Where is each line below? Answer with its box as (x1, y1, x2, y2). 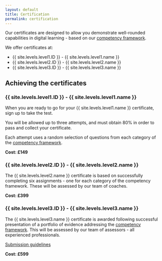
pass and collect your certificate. (5, 125, 72, 131)
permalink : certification (5, 16, 58, 21)
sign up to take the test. (5, 110, 53, 116)
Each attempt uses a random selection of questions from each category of (5, 134, 156, 140)
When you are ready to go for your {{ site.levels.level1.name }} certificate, (5, 105, 154, 111)
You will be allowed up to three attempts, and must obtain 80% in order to (5, 120, 155, 126)
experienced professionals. (5, 232, 61, 238)
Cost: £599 (5, 251, 29, 257)
